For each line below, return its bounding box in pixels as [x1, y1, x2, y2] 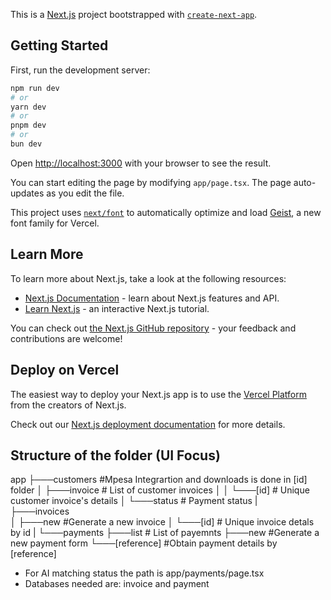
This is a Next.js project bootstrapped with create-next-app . [10, 9, 258, 20]
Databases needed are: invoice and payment [24, 578, 210, 590]
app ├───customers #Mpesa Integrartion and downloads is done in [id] [10, 474, 308, 486]
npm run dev [10, 83, 60, 93]
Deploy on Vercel [10, 362, 120, 379]
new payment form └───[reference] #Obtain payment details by [10, 537, 278, 549]
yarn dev [10, 102, 47, 112]
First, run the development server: [10, 64, 151, 76]
